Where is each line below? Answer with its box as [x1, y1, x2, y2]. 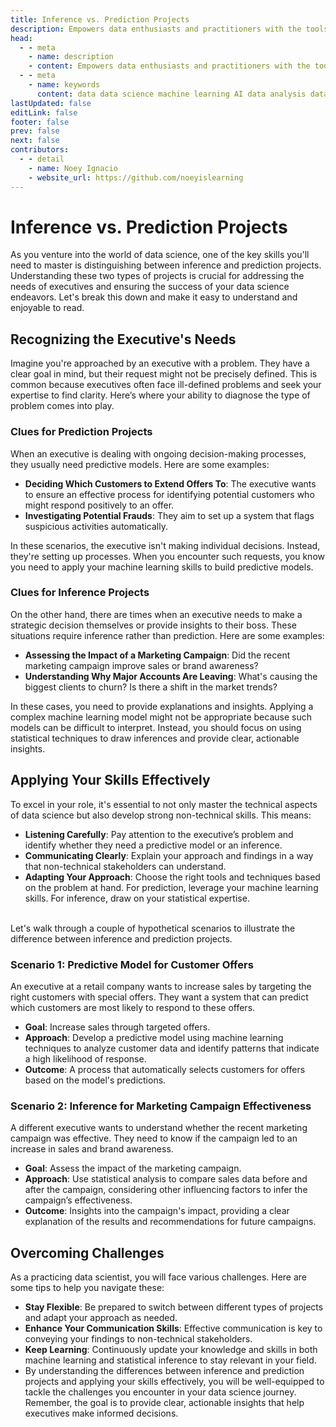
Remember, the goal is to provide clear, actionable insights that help [24, 1397, 305, 1409]
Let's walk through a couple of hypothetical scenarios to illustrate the [10, 922, 296, 934]
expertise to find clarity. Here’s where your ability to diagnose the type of [10, 389, 311, 401]
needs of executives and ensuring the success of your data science [10, 281, 290, 293]
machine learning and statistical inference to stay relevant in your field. [24, 1354, 317, 1366]
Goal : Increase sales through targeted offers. [24, 1021, 211, 1033]
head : [10, 33, 33, 43]
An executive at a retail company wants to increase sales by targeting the [10, 980, 312, 992]
